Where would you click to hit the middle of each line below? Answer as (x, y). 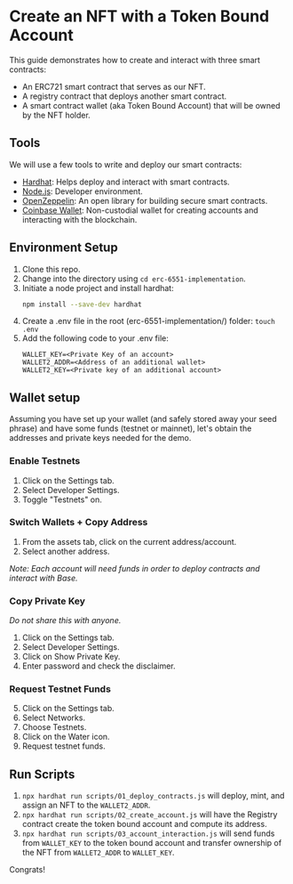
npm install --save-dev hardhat (82, 304)
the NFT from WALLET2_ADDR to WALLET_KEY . (98, 853)
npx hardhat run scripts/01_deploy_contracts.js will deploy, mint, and (153, 796)
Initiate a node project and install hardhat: (98, 288)
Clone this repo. (51, 269)
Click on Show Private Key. (71, 657)
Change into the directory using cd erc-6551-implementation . (134, 279)
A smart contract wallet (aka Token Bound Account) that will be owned (151, 105)
